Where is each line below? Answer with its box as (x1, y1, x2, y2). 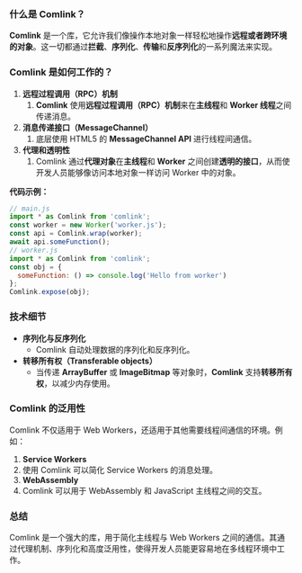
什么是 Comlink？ (9, 7, 85, 20)
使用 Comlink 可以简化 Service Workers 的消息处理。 (22, 464, 218, 475)
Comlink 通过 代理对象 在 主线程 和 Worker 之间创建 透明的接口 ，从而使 (35, 156, 290, 166)
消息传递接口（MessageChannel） (22, 121, 153, 132)
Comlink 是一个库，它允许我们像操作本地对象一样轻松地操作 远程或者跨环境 (9, 30, 288, 41)
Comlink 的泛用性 (9, 402, 85, 415)
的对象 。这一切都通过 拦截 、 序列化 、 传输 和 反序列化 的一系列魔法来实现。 (9, 41, 277, 52)
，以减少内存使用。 (43, 378, 115, 389)
